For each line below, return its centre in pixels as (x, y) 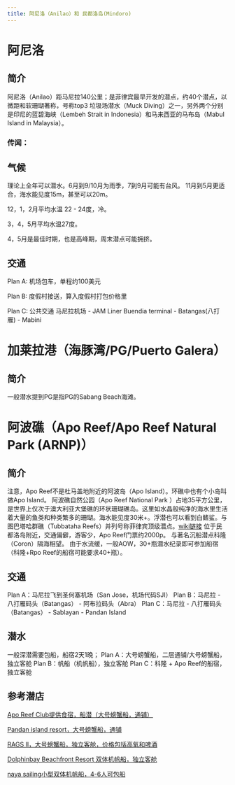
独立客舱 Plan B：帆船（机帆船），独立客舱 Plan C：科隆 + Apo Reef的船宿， (116, 663)
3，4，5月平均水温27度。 (44, 224)
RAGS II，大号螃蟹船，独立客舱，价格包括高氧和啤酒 (83, 744)
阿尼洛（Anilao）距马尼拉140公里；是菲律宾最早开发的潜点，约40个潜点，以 (117, 97)
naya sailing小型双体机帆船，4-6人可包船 (66, 774)
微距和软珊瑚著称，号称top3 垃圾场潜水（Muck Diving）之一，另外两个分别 (115, 105)
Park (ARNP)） (50, 445)
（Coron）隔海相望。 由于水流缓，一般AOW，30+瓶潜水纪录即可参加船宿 (113, 544)
